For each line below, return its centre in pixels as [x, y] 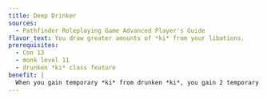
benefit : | [26, 75]
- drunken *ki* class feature [66, 68]
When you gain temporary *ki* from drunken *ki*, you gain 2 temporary [137, 82]
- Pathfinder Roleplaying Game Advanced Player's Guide [110, 30]
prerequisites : [34, 46]
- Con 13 [30, 53]
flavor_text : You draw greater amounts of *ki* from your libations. [127, 38]
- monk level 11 [42, 61]
